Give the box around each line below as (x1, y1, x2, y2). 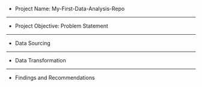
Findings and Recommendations (14, 74, 95, 81)
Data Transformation (14, 57, 66, 64)
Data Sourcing (14, 40, 51, 47)
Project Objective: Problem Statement (14, 22, 108, 29)
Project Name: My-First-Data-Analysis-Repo (14, 5, 125, 12)
